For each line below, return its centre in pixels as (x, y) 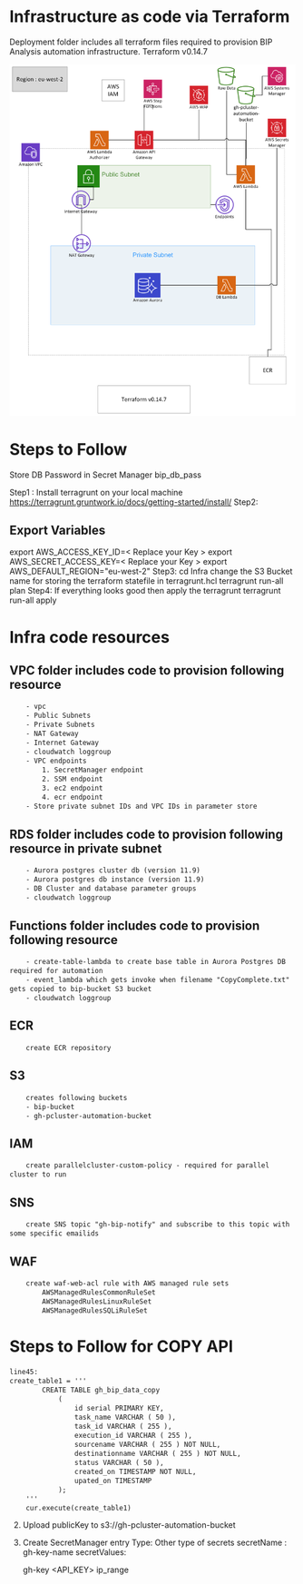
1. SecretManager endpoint (93, 770)
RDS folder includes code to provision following (147, 834)
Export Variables (58, 530)
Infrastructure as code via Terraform (150, 17)
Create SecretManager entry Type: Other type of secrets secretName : (155, 1542)
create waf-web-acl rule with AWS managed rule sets (127, 1284)
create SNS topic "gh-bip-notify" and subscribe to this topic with (158, 1225)
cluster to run (38, 1175)
